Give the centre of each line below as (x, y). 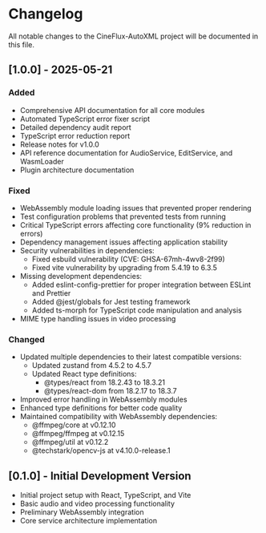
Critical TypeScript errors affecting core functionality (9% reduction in (135, 224)
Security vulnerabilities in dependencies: (87, 250)
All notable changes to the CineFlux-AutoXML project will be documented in (133, 36)
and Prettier (51, 293)
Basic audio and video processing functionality (97, 504)
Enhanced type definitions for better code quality (101, 408)
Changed (27, 339)
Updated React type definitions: (85, 374)
